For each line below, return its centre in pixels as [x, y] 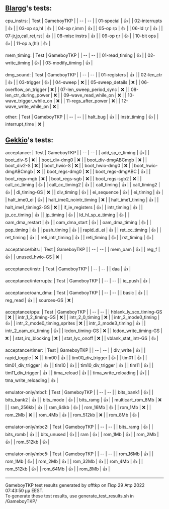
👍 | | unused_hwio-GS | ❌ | [34, 257]
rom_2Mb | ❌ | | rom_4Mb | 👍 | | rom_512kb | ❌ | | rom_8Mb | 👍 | [72, 415]
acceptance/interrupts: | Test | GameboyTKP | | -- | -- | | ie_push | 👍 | [78, 280]
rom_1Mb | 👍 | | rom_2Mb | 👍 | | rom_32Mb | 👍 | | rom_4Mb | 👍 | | [74, 461]
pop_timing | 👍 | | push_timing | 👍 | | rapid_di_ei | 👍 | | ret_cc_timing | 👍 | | [83, 230]
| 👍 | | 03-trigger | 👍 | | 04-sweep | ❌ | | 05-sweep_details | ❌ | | [73, 82]
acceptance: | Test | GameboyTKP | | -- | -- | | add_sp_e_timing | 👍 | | [77, 152]
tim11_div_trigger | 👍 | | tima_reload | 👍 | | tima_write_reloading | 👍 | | [77, 373]
